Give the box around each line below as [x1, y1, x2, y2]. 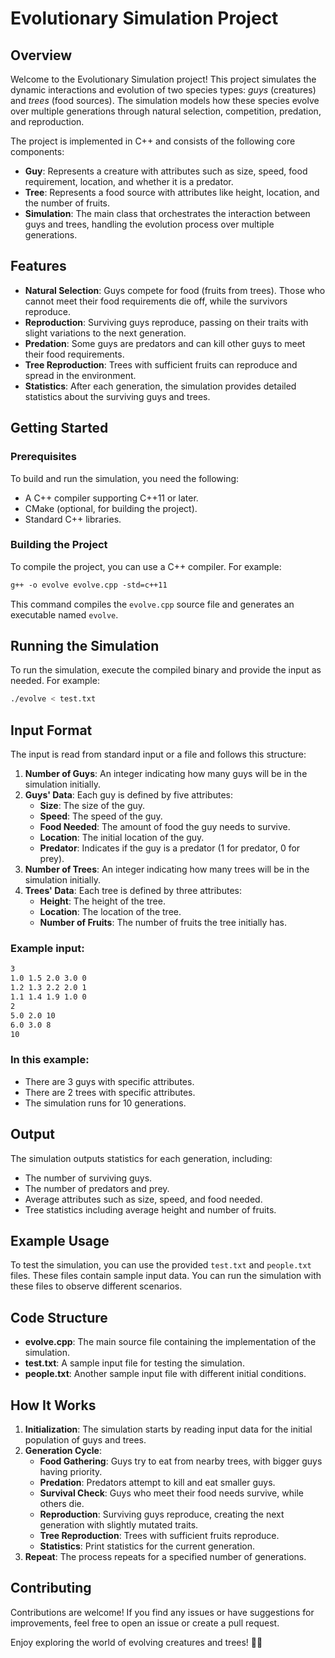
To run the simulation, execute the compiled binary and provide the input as [10, 664, 322, 676]
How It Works [10, 1397, 97, 1414]
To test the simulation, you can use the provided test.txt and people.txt [10, 1259, 312, 1271]
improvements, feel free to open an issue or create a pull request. [10, 1617, 280, 1629]
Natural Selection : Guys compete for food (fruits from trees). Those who [24, 284, 326, 296]
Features [10, 258, 67, 275]
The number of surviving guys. [24, 1172, 153, 1184]
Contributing [10, 1580, 92, 1597]
